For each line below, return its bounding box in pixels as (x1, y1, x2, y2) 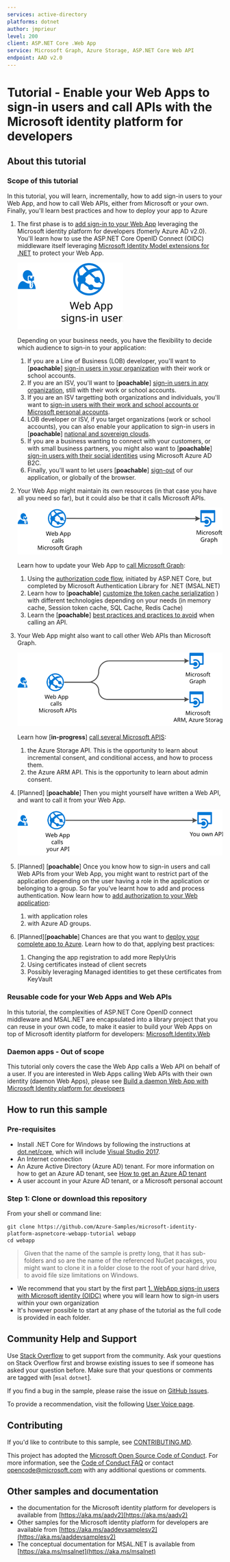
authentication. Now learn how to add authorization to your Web (16, 892, 199, 900)
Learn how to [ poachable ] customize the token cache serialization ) (27, 589, 219, 598)
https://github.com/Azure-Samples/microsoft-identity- (37, 1223, 197, 1230)
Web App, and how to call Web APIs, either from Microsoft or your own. (7, 199, 209, 207)
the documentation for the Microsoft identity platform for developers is (16, 1504, 217, 1512)
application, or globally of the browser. (27, 473, 136, 481)
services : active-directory (7, 11, 88, 18)
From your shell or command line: (7, 1209, 101, 1217)
